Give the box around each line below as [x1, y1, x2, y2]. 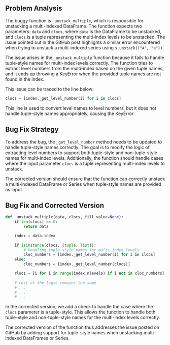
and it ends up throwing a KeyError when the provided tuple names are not [5, 71, 161, 77]
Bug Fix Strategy [5, 125, 59, 134]
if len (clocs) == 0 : [14, 219, 58, 224]
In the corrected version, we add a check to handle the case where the [5, 304, 153, 310]
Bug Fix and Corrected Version [5, 201, 104, 210]
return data [23, 224, 49, 229]
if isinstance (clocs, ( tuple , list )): [14, 243, 96, 248]
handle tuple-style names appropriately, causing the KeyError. [5, 110, 135, 117]
